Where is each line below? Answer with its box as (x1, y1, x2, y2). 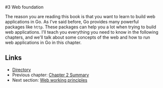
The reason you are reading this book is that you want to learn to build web (5, 14, 156, 19)
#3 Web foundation (5, 4, 44, 10)
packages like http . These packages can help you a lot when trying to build (5, 24, 157, 30)
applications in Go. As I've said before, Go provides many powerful (5, 19, 139, 24)
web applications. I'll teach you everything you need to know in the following (5, 29, 159, 35)
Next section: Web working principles (12, 77, 88, 83)
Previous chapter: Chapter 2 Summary (12, 72, 89, 78)
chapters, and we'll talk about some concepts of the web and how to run (5, 34, 150, 40)
